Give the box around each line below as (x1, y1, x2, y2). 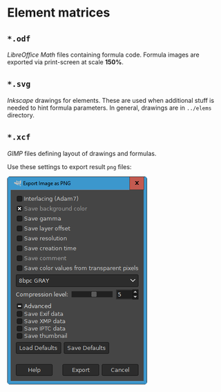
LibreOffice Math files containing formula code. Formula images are (7, 50, 200, 59)
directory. (7, 110, 35, 119)
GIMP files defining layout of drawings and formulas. (7, 149, 157, 157)
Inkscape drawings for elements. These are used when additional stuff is (7, 96, 215, 104)
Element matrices (7, 5, 110, 21)
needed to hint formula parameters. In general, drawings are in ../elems (7, 104, 212, 112)
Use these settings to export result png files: (7, 162, 132, 170)
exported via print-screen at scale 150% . (7, 58, 124, 66)
